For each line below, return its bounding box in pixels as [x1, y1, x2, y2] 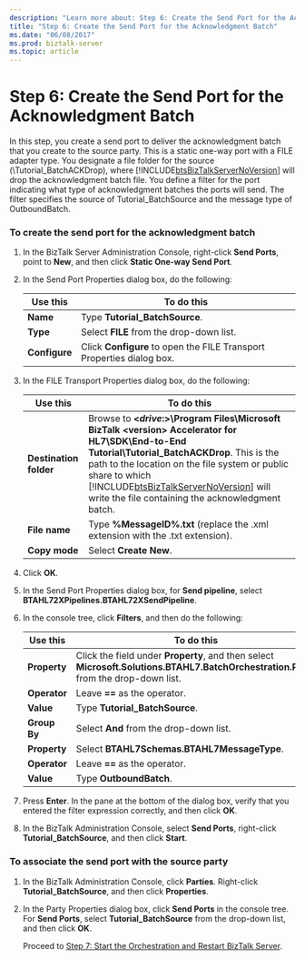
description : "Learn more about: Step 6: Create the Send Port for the [9, 13, 286, 23]
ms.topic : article [9, 47, 79, 56]
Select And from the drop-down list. [75, 723, 231, 735]
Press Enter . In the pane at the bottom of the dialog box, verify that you [22, 795, 290, 806]
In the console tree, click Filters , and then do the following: [22, 612, 243, 623]
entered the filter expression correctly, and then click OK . [22, 805, 238, 816]
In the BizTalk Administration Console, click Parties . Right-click [22, 875, 259, 887]
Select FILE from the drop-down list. [80, 326, 237, 339]
